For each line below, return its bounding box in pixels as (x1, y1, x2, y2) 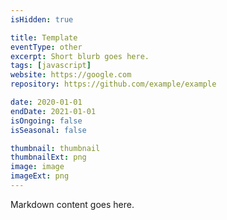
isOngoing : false (10, 116, 83, 126)
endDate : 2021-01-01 (10, 106, 97, 116)
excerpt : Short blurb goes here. (10, 51, 150, 61)
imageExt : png (10, 171, 70, 181)
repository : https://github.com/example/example (10, 79, 217, 90)
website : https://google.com (10, 70, 132, 80)
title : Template (10, 32, 78, 43)
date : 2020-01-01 (10, 97, 83, 107)
